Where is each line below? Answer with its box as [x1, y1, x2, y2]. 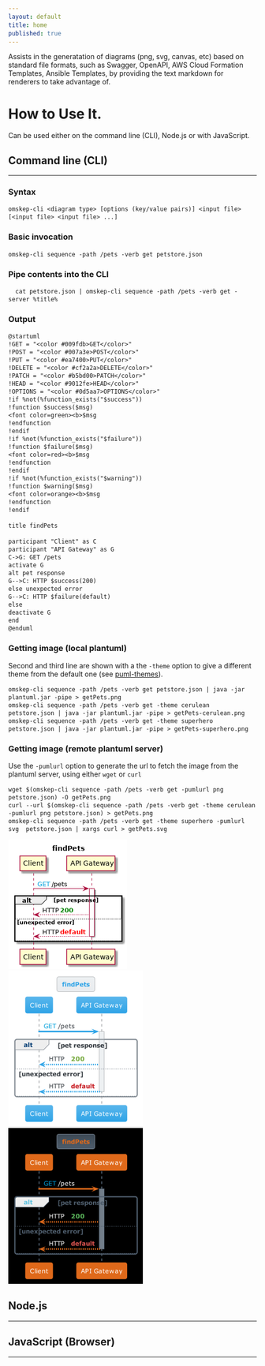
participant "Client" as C [8, 537, 97, 546]
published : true [8, 29, 62, 37]
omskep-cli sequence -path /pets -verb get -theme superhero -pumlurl [8, 817, 245, 825]
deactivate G [8, 608, 51, 617]
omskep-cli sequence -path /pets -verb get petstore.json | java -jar [8, 685, 245, 694]
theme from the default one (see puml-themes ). [8, 669, 163, 679]
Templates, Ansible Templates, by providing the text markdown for [8, 69, 224, 78]
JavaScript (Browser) [8, 1335, 116, 1349]
